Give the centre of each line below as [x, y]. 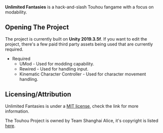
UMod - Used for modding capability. [57, 64]
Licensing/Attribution [38, 95]
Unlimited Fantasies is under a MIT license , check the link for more [72, 106]
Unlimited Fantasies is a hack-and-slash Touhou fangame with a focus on [80, 7]
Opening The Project [37, 27]
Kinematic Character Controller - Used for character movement [83, 74]
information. [17, 111]
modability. [16, 12]
